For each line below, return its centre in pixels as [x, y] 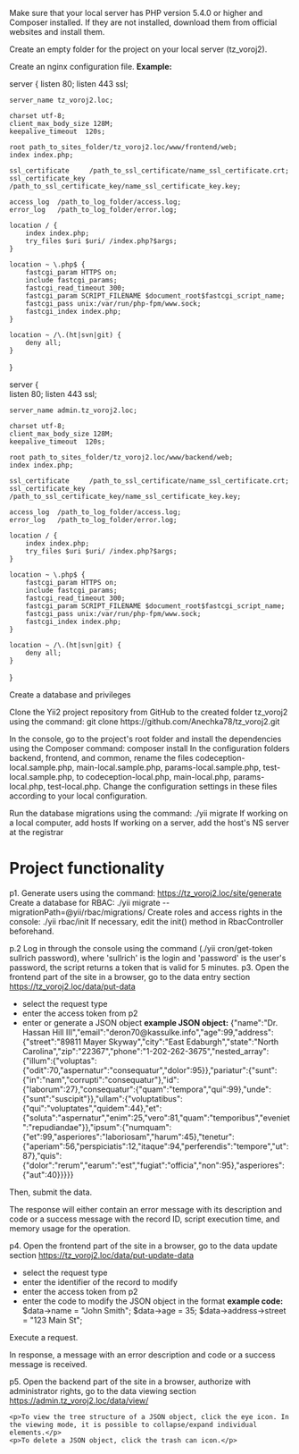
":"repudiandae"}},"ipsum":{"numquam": [97, 1127]
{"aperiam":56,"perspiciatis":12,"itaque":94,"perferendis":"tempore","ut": [155, 1146]
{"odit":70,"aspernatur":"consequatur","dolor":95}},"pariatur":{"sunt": [149, 1070]
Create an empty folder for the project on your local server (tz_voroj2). [138, 49]
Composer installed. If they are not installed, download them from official [143, 22]
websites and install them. [57, 32]
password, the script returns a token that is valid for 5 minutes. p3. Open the [149, 967]
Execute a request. [44, 1337]
